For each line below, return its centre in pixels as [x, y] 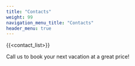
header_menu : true [29, 28]
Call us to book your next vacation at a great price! [68, 56]
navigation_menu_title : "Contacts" [50, 23]
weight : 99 [20, 17]
